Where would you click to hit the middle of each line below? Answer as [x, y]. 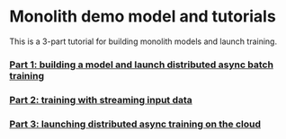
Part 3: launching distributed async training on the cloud [135, 124]
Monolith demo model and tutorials [143, 17]
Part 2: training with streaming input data [101, 100]
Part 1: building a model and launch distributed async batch [142, 65]
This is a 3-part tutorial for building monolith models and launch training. [143, 41]
